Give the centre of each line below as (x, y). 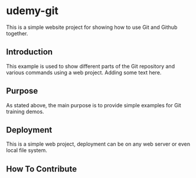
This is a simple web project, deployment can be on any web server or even (98, 144)
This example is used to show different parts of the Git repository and (91, 66)
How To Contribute (42, 169)
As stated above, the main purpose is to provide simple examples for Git (94, 105)
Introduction (30, 52)
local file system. (27, 150)
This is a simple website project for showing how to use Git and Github (92, 27)
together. (17, 33)
